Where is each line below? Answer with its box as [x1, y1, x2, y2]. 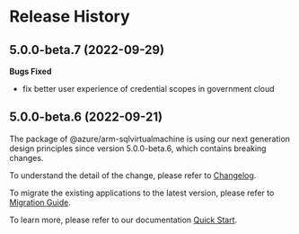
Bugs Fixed [9, 66, 52, 76]
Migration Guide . [9, 196, 72, 208]
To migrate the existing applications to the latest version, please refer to [9, 187, 275, 198]
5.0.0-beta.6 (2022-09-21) [9, 110, 163, 125]
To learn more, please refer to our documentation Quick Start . [9, 214, 238, 225]
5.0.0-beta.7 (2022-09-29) [9, 42, 164, 58]
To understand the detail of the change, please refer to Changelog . [9, 169, 257, 181]
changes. [9, 152, 44, 163]
